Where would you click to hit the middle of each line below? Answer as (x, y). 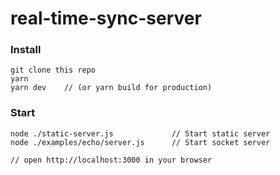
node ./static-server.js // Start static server (140, 133)
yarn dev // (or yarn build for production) (111, 88)
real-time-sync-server (106, 18)
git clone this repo (53, 70)
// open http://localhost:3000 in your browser (111, 160)
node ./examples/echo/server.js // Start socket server (140, 142)
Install (26, 50)
